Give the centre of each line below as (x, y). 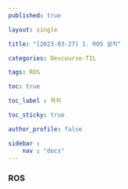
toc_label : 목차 (35, 101)
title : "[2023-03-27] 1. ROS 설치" (65, 44)
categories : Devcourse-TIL (52, 58)
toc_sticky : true (37, 115)
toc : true (24, 87)
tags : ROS (24, 72)
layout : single (33, 30)
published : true (35, 15)
